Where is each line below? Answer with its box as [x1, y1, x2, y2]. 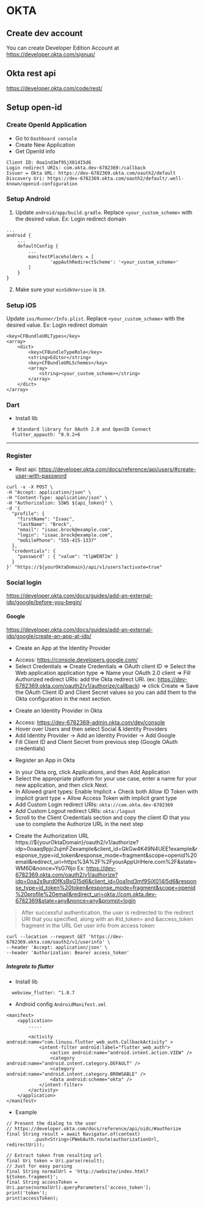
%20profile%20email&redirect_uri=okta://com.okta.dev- [15, 891, 157, 898]
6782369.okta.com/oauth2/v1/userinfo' [6, 939, 105, 946]
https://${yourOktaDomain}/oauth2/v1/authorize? [15, 839, 139, 846]
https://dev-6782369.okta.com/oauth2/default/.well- [47, 175, 184, 181]
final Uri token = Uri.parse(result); [6, 1158, 105, 1164]
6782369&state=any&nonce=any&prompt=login [15, 897, 136, 905]
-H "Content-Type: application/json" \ [6, 494, 108, 501]
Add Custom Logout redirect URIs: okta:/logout [15, 808, 136, 815]
